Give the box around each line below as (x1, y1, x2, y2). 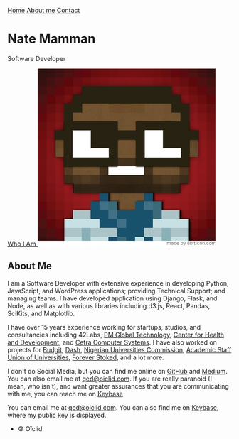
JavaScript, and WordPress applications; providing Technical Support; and (7, 286, 225, 295)
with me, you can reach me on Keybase (7, 389, 123, 398)
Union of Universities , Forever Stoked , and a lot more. (7, 353, 165, 362)
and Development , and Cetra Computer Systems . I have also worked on (7, 337, 217, 347)
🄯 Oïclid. (17, 424, 45, 433)
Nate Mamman (7, 31, 96, 47)
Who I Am (7, 239, 37, 248)
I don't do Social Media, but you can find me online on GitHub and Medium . (7, 367, 228, 375)
